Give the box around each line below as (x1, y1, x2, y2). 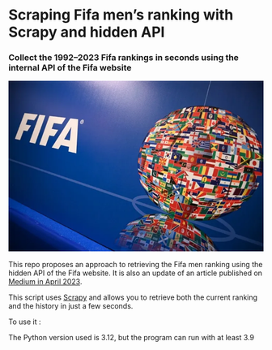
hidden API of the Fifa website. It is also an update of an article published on (8, 268, 263, 278)
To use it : (8, 317, 41, 326)
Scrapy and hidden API (8, 23, 165, 41)
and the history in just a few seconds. (8, 301, 134, 311)
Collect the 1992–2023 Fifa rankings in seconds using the (8, 52, 239, 63)
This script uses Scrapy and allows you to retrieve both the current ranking (8, 292, 257, 302)
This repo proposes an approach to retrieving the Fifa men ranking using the (8, 260, 263, 270)
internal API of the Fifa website (8, 63, 132, 74)
